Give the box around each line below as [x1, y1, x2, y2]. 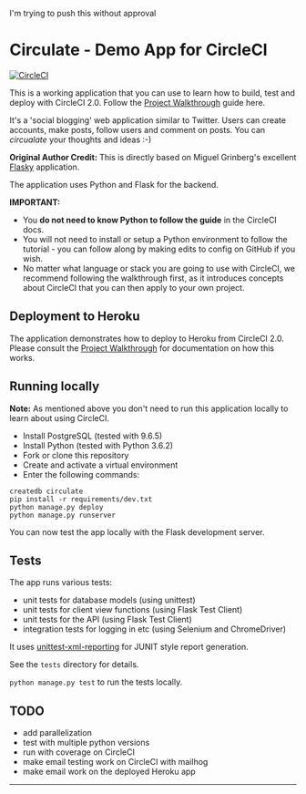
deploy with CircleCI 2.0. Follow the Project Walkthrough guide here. [9, 97, 266, 108]
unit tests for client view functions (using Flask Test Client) [22, 604, 243, 615]
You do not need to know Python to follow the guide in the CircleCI [22, 214, 278, 225]
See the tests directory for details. [9, 659, 139, 670]
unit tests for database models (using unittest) [22, 594, 196, 605]
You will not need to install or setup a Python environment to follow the [22, 233, 289, 244]
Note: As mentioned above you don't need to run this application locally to [9, 403, 289, 414]
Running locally [9, 378, 100, 395]
